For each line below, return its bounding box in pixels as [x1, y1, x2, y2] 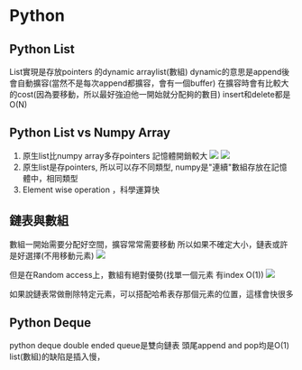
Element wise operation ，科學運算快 [22, 184, 160, 195]
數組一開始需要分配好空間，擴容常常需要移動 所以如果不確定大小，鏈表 [9, 238, 272, 249]
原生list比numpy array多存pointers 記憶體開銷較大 [22, 150, 208, 161]
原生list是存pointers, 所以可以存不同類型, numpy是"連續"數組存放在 [22, 162, 272, 172]
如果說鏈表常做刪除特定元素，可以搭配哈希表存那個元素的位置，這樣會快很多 [9, 288, 294, 299]
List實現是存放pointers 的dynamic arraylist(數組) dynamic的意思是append [9, 67, 282, 77]
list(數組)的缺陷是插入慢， [9, 351, 105, 362]
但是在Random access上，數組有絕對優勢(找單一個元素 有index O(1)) [9, 269, 264, 280]
